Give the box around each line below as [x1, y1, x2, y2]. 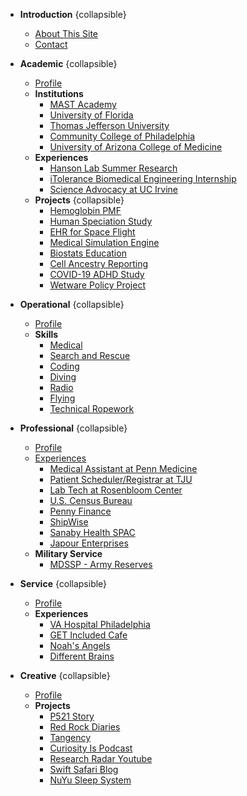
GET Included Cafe [49, 629, 128, 641]
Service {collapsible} [19, 578, 108, 589]
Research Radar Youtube [49, 753, 153, 764]
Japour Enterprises [49, 537, 129, 549]
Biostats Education [49, 247, 127, 259]
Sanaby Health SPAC [49, 527, 136, 538]
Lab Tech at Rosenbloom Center [49, 484, 183, 496]
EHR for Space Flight [49, 226, 136, 238]
